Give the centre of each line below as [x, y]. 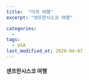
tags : [13, 40]
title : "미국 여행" [30, 12]
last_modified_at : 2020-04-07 [45, 51]
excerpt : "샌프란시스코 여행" [40, 18]
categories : [21, 28]
